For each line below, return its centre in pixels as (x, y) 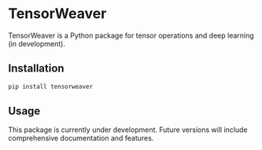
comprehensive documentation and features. (81, 138)
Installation (36, 69)
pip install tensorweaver (50, 86)
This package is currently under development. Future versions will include (128, 130)
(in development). (37, 43)
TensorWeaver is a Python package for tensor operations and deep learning (131, 35)
